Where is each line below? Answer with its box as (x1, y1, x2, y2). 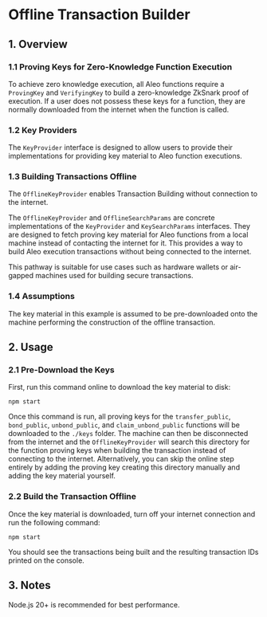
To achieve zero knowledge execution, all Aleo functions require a (8, 79, 225, 88)
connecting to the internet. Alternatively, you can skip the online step (8, 454, 234, 464)
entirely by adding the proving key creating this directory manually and (8, 462, 241, 472)
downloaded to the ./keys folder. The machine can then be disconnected (8, 429, 249, 438)
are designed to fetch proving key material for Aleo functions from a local (8, 230, 249, 240)
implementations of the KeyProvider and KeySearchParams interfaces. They (8, 222, 251, 231)
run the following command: (8, 517, 101, 527)
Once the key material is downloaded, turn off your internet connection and (8, 509, 256, 519)
